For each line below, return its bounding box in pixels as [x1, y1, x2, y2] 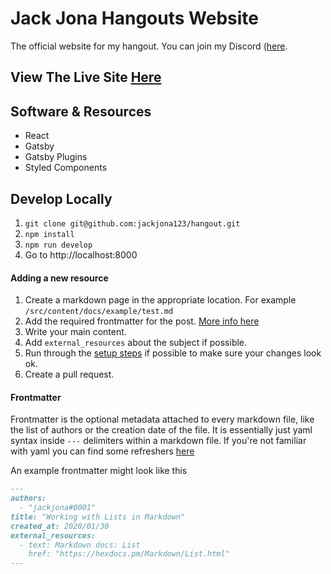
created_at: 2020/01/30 [10, 521, 110, 531]
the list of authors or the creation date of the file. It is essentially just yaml [10, 424, 313, 436]
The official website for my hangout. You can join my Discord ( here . [10, 40, 288, 52]
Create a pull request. [24, 368, 115, 381]
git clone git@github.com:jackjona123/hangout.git [24, 218, 241, 229]
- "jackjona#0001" [19, 503, 97, 513]
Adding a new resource [10, 272, 109, 284]
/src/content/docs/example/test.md [24, 307, 174, 317]
